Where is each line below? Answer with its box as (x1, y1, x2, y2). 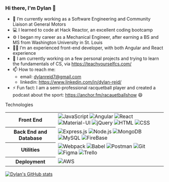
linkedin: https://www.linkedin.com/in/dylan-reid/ (20, 79, 122, 85)
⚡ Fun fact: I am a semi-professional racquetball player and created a (12, 85, 156, 91)
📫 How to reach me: (12, 66, 56, 72)
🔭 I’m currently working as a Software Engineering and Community (12, 16, 151, 22)
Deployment (15, 158, 46, 165)
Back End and (13, 128, 47, 135)
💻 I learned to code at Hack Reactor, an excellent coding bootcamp (12, 27, 153, 33)
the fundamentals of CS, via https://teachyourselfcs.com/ (12, 61, 132, 67)
